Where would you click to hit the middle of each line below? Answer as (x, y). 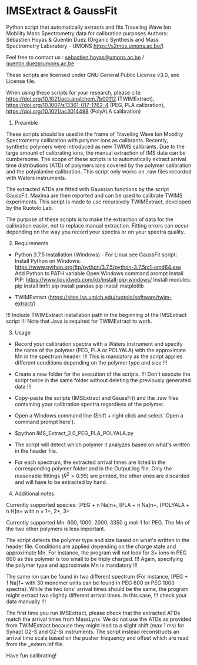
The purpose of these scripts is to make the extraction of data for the (90, 219)
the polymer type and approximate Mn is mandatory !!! (72, 565)
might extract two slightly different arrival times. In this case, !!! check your (96, 595)
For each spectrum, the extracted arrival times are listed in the (90, 462)
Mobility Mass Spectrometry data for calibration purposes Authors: (87, 33)
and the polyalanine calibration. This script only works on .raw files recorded (99, 171)
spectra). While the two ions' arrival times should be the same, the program (98, 589)
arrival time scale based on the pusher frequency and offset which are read (98, 638)
